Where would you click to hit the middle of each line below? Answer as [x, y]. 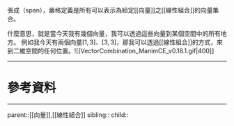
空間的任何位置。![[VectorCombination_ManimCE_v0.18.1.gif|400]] [120, 51]
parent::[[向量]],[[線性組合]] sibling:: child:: [68, 115]
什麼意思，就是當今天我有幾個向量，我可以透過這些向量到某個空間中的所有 [114, 34]
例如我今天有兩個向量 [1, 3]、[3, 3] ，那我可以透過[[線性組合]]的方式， [119, 42]
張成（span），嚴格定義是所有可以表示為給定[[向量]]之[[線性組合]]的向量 [110, 10]
